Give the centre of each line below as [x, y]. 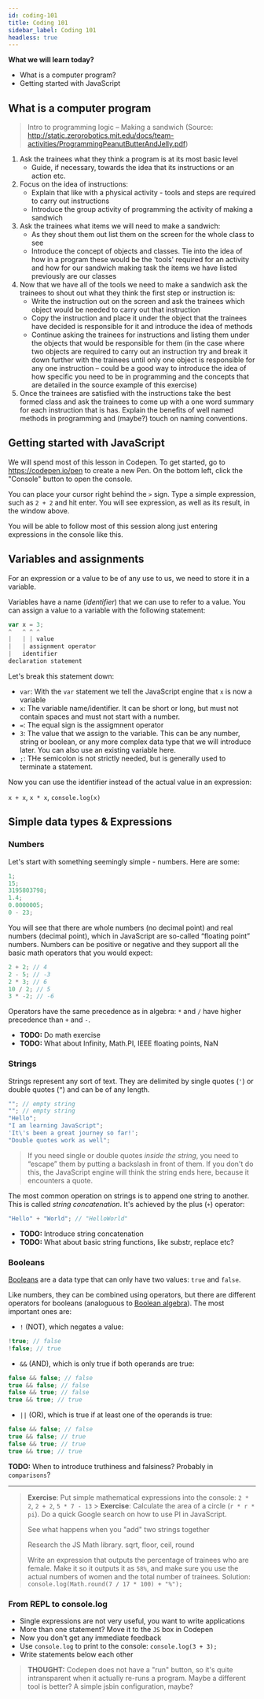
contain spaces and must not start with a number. [100, 716]
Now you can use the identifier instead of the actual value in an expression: [130, 782]
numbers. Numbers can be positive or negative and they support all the [124, 944]
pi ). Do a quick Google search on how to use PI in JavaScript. [127, 1514]
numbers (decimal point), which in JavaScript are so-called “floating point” [129, 936]
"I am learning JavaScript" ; [56, 1126]
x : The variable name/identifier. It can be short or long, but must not [129, 708]
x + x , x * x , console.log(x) [54, 797]
